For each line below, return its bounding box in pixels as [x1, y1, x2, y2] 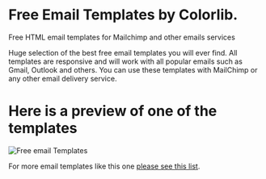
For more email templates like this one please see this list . [8, 161, 201, 171]
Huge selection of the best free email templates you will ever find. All [8, 48, 238, 57]
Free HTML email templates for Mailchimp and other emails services [8, 32, 236, 42]
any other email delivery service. [8, 73, 117, 83]
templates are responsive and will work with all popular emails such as [8, 56, 243, 66]
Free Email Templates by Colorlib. [8, 6, 239, 24]
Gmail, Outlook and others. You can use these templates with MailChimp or [8, 65, 258, 74]
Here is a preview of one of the [8, 102, 217, 120]
